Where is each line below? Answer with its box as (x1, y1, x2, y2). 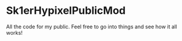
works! (6, 29, 23, 36)
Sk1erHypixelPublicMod (6, 4, 126, 17)
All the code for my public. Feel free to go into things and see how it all (6, 23, 177, 30)
